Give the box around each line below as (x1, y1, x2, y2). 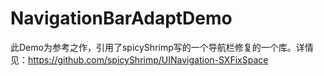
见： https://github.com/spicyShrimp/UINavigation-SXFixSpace (10, 53, 269, 66)
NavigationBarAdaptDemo (10, 7, 233, 30)
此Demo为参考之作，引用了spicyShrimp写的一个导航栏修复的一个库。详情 (10, 41, 314, 53)
